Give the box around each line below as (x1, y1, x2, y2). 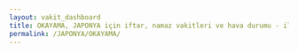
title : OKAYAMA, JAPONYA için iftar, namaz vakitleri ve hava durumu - (9, 21, 279, 30)
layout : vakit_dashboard (9, 12, 101, 22)
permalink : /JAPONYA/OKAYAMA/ (9, 29, 122, 38)
